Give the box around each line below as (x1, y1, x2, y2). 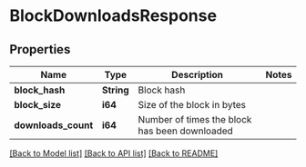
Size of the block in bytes (138, 99, 247, 111)
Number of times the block (138, 113, 252, 125)
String (101, 83, 129, 96)
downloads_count (14, 119, 94, 132)
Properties (9, 42, 71, 57)
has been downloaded (138, 124, 234, 137)
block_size (14, 99, 62, 111)
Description (171, 69, 224, 81)
